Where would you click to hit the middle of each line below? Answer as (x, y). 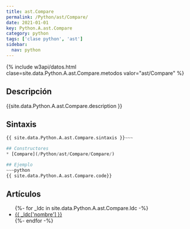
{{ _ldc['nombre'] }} (38, 215)
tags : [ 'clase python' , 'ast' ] (45, 39)
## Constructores (27, 149)
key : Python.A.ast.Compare (39, 28)
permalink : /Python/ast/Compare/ (47, 17)
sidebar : (17, 45)
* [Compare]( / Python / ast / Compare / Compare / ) (60, 154)
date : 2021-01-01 (27, 22)
